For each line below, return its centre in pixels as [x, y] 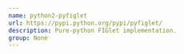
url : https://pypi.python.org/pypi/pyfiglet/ [85, 23]
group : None [28, 38]
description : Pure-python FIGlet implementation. [93, 30]
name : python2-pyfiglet [48, 15]
